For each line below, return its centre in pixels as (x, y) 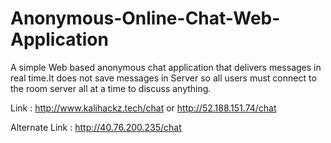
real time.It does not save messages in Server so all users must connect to (163, 78)
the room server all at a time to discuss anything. (111, 88)
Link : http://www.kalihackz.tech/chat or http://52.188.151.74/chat (143, 108)
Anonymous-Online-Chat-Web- (145, 18)
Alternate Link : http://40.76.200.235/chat (96, 127)
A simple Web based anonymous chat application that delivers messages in (166, 67)
